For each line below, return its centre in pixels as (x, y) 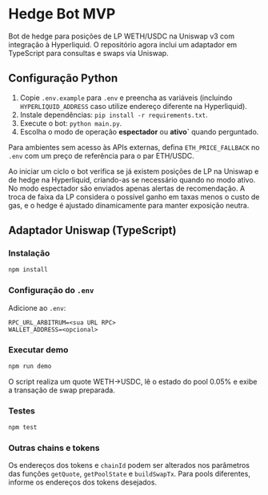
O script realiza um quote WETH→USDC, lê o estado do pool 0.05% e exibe (133, 381)
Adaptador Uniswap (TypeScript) (92, 230)
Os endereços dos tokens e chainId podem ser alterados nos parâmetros (129, 465)
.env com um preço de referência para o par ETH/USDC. (101, 155)
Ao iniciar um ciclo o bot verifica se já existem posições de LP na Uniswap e (134, 171)
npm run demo (30, 366)
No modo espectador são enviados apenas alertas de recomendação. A (127, 188)
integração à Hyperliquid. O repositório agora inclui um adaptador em (123, 44)
